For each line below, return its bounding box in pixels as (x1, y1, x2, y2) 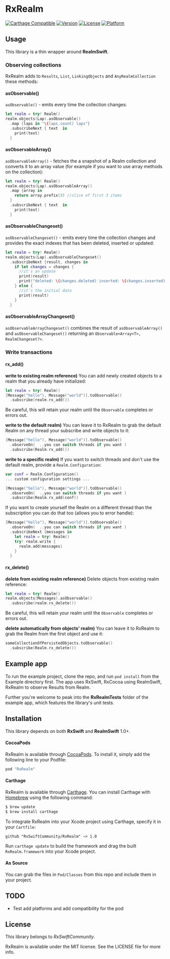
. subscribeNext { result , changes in (10, 259, 88, 265)
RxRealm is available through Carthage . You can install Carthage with (5, 789, 151, 795)
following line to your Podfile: (5, 756, 67, 763)
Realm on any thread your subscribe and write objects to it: (5, 428, 130, 434)
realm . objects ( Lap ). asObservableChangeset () (5, 254, 102, 259)
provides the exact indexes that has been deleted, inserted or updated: (5, 239, 154, 246)
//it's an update (18, 269, 56, 274)
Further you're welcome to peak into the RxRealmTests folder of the (5, 694, 149, 700)
